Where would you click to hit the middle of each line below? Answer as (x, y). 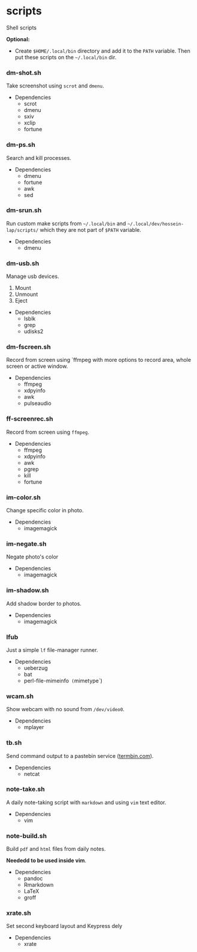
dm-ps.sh (21, 145)
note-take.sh (25, 789)
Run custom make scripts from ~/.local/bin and (66, 223)
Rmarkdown (39, 885)
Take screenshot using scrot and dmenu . (55, 86)
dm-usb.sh (23, 263)
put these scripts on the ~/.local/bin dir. (66, 57)
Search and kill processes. (39, 158)
